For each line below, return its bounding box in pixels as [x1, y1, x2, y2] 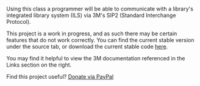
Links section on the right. [6, 61, 72, 68]
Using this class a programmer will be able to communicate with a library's [6, 5, 194, 12]
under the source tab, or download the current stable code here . [6, 43, 168, 50]
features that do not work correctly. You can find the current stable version [6, 37, 195, 43]
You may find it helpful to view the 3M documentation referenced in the [6, 55, 185, 62]
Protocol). [6, 18, 32, 25]
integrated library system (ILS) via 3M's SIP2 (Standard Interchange [6, 12, 176, 19]
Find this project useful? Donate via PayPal [6, 73, 114, 80]
